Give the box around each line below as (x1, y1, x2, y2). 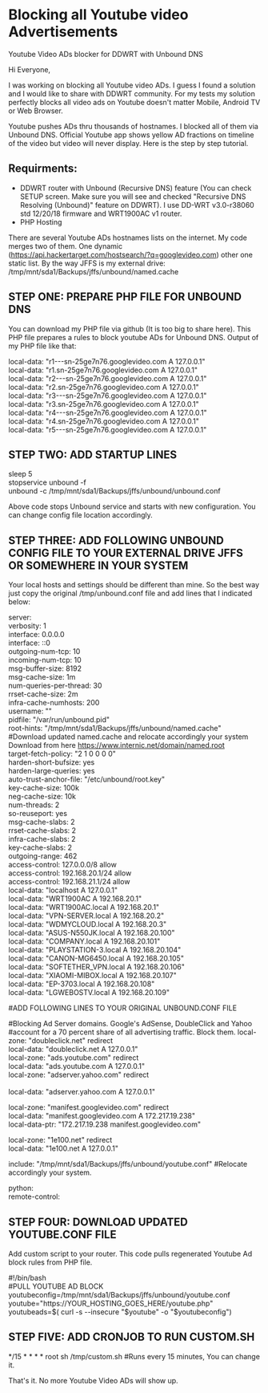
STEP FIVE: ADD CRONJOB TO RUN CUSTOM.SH (8, 1330, 255, 1344)
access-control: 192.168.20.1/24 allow (8, 868, 132, 878)
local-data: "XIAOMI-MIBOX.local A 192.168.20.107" (8, 971, 178, 981)
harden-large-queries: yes (8, 766, 95, 776)
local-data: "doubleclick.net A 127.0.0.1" (8, 1045, 138, 1054)
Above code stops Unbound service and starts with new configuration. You (8, 502, 256, 511)
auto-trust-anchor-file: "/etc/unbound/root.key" (8, 774, 166, 784)
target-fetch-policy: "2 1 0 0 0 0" (8, 749, 116, 759)
